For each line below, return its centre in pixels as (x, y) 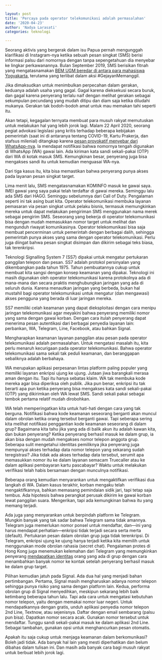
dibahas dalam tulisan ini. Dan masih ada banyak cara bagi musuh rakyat (77, 647)
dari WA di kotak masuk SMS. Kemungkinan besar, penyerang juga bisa (76, 156)
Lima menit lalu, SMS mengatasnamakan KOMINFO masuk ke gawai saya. (78, 186)
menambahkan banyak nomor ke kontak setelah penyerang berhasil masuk (80, 561)
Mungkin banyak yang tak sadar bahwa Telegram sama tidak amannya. (76, 520)
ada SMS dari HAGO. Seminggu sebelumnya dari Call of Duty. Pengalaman (79, 196)
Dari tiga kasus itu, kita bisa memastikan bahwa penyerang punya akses (77, 171)
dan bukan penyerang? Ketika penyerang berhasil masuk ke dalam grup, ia (79, 434)
